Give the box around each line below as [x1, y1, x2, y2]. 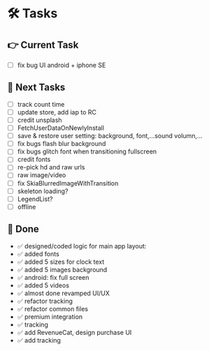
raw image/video [17, 171, 66, 179]
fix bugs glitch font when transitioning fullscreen [17, 147, 157, 156]
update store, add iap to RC [17, 107, 96, 116]
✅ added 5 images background [17, 265, 108, 274]
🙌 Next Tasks [7, 82, 66, 94]
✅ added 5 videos [17, 281, 70, 290]
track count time [17, 100, 65, 108]
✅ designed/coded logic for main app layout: [17, 241, 147, 250]
